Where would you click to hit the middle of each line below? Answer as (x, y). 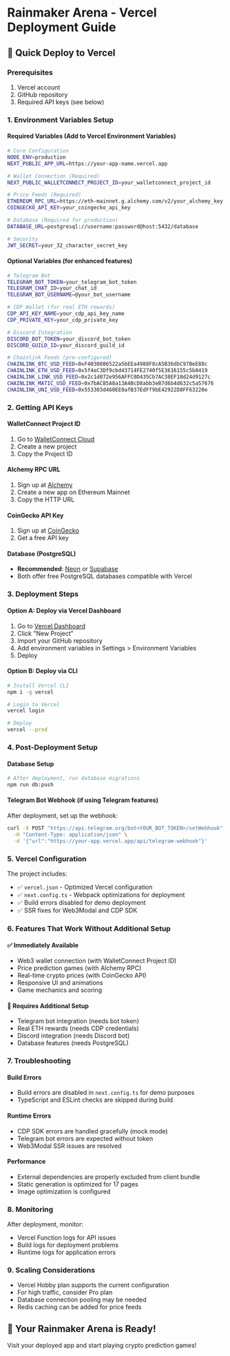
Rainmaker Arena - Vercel (82, 13)
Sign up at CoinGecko (48, 531)
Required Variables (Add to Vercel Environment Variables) (92, 136)
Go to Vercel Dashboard (51, 626)
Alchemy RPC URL (34, 469)
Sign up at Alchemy (45, 485)
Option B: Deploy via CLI (42, 671)
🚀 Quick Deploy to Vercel (61, 53)
